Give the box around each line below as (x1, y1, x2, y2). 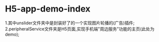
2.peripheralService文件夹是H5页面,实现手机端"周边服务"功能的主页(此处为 (5, 26, 155, 32)
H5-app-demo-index (5, 3, 91, 14)
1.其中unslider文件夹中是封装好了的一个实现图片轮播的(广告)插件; (5, 20, 135, 26)
